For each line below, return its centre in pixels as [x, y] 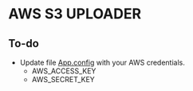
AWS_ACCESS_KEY [64, 71]
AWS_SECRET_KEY [63, 79]
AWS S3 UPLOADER [75, 14]
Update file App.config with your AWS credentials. [102, 62]
